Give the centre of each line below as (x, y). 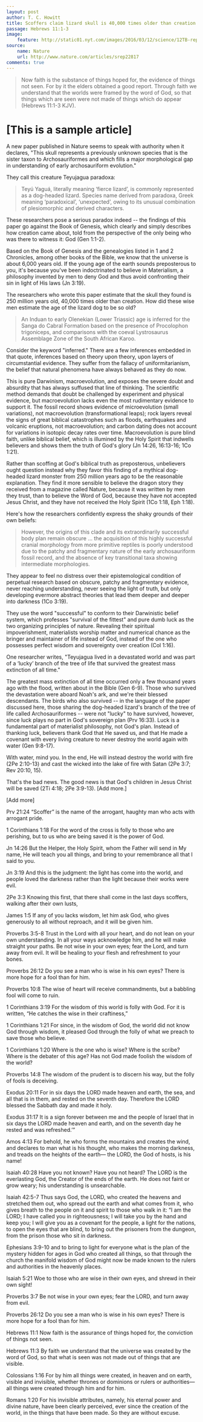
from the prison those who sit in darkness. (59, 1236)
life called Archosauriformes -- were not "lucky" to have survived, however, (100, 714)
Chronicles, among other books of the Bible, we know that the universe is (98, 257)
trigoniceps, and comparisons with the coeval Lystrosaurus (95, 332)
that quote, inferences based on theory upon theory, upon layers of (90, 357)
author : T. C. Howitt (34, 18)
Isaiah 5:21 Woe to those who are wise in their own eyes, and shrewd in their (101, 1278)
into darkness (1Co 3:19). (37, 601)
